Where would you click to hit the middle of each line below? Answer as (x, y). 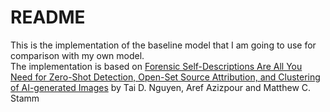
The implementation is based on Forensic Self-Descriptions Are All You (156, 66)
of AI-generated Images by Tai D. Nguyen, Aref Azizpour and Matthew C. (161, 87)
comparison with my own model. (77, 55)
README (48, 17)
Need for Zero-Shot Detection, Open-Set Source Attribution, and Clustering (165, 77)
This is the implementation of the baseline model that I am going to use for (163, 45)
